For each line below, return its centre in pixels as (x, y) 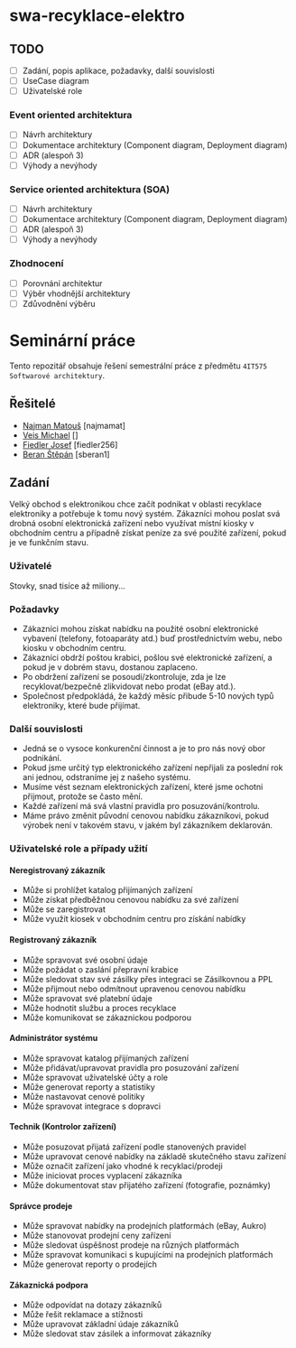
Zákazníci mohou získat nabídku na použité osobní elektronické (140, 628)
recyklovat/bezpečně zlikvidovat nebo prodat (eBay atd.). (129, 686)
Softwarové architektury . (57, 375)
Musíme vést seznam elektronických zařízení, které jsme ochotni (143, 787)
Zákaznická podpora (49, 1285)
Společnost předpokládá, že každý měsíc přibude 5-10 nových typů (148, 695)
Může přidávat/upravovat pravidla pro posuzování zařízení (130, 1067)
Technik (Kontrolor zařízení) (63, 1127)
